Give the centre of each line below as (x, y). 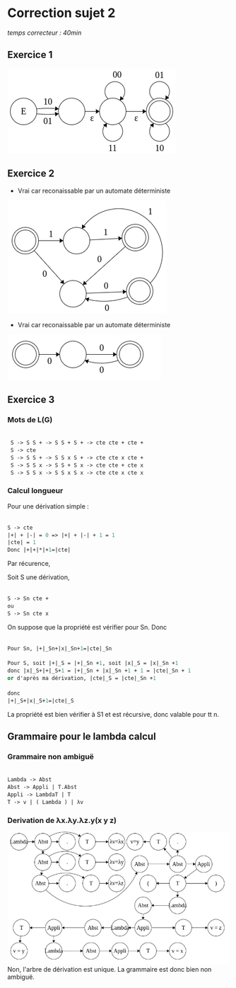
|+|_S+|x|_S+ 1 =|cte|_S (41, 700)
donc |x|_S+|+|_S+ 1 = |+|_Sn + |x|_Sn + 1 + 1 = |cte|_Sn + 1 (99, 671)
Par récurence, (29, 564)
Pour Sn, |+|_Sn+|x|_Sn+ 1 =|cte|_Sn (60, 648)
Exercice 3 (31, 399)
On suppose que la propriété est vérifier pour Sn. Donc (87, 627)
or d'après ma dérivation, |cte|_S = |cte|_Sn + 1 (82, 678)
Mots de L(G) (30, 419)
